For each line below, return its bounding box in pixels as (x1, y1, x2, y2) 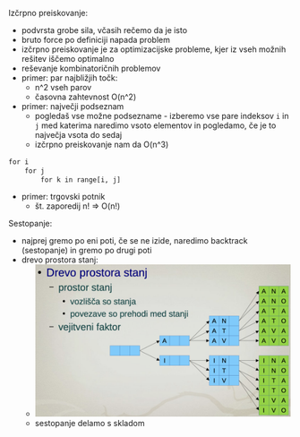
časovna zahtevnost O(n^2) (34, 91, 137, 102)
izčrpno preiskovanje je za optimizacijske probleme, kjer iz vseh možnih (21, 44, 287, 55)
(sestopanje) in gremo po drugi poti (21, 245, 152, 255)
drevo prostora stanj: (21, 254, 99, 265)
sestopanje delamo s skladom (34, 417, 145, 428)
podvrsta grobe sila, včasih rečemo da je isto (21, 25, 188, 35)
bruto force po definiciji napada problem (21, 35, 171, 45)
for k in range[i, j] (40, 176, 122, 184)
